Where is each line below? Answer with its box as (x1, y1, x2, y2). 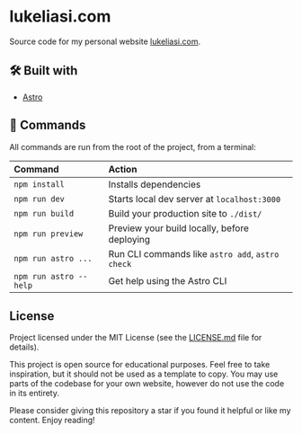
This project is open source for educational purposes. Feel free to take (9, 359, 271, 370)
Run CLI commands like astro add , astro (108, 247, 280, 260)
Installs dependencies (108, 178, 201, 190)
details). (9, 341, 40, 352)
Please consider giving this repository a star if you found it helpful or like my (9, 405, 291, 416)
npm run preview (13, 228, 84, 239)
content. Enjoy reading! (9, 415, 96, 426)
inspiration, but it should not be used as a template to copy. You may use (9, 368, 279, 379)
